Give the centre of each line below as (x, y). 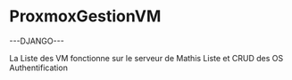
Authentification (39, 68)
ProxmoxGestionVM (85, 16)
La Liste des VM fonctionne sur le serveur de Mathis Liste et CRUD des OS (146, 58)
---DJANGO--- (37, 41)
